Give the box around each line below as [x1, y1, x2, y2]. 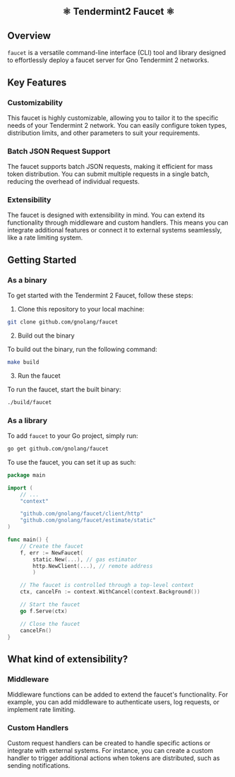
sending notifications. [7, 761, 71, 770]
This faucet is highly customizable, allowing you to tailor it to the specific [7, 113, 219, 122]
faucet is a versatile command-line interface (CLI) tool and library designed [7, 49, 227, 57]
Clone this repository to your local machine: [17, 305, 145, 314]
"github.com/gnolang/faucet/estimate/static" [20, 517, 157, 524]
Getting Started [7, 254, 77, 266]
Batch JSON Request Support [7, 146, 111, 156]
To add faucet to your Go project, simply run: [7, 432, 138, 440]
